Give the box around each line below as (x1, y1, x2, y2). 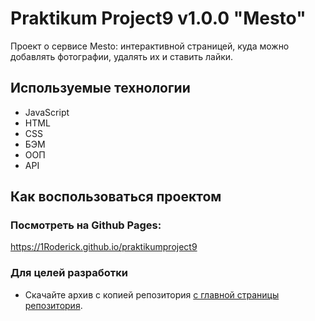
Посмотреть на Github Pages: (10, 218, 162, 232)
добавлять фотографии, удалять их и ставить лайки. (10, 50, 234, 62)
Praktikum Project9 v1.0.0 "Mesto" (10, 7, 307, 30)
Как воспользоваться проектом (10, 188, 222, 206)
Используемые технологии (10, 80, 191, 97)
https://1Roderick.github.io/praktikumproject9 (10, 241, 198, 253)
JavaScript (24, 106, 70, 118)
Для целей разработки (10, 266, 128, 280)
